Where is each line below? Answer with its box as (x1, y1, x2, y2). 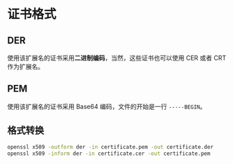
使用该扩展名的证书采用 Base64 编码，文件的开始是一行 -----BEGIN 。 (7, 102, 206, 110)
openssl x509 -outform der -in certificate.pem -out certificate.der (7, 143, 214, 150)
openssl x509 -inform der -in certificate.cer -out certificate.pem (7, 150, 211, 157)
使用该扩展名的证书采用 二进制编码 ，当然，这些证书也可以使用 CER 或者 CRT (7, 54, 227, 62)
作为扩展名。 (7, 63, 44, 70)
